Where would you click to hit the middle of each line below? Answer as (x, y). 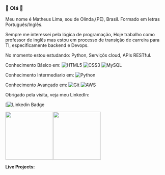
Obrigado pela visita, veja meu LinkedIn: (47, 95)
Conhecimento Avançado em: (36, 85)
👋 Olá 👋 (14, 8)
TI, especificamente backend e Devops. (47, 45)
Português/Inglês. (24, 24)
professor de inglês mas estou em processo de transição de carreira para (82, 40)
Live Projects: (20, 167)
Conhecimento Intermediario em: (40, 75)
